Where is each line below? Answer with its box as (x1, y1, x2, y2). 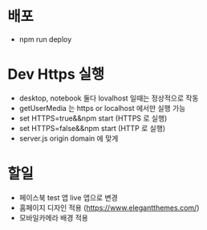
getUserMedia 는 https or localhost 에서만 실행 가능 (18, 103, 186, 113)
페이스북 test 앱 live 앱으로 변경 (18, 192, 118, 202)
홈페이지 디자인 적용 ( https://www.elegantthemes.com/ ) (18, 203, 200, 212)
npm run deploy (18, 34, 72, 44)
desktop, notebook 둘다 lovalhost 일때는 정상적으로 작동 (18, 93, 199, 103)
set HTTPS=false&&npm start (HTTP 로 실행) (18, 123, 166, 133)
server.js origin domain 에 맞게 (18, 133, 119, 143)
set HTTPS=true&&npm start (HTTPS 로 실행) (18, 113, 168, 123)
